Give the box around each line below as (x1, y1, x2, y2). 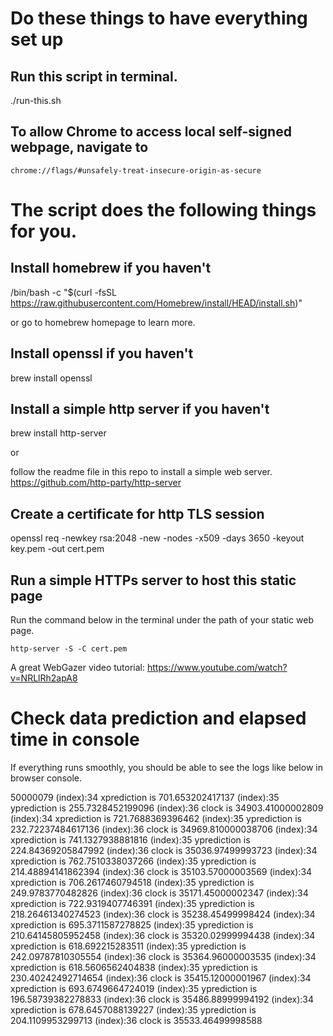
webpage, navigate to (10, 139, 149, 156)
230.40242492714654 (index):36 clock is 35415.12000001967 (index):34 (10, 972, 312, 984)
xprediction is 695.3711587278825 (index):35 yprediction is (10, 919, 254, 931)
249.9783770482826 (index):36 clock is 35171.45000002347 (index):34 (10, 887, 309, 899)
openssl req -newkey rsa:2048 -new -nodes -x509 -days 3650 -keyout (10, 532, 305, 544)
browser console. (10, 772, 83, 784)
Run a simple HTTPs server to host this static (10, 572, 297, 589)
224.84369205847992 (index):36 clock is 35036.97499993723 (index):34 (10, 845, 318, 856)
